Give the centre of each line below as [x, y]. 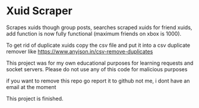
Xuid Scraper [39, 11]
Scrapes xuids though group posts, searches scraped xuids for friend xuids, [99, 27]
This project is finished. [35, 99]
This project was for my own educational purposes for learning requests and [100, 63]
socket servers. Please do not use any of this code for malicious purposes [97, 69]
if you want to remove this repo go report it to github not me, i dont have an [98, 81]
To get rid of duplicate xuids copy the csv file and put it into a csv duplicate [98, 45]
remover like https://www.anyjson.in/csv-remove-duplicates [80, 51]
